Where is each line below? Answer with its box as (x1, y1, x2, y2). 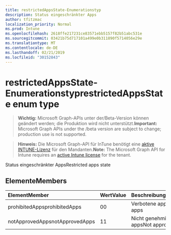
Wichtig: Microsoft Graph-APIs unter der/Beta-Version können (17, 115, 149, 121)
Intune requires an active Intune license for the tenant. (17, 152, 131, 158)
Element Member (8, 192, 49, 199)
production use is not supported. (17, 131, 87, 137)
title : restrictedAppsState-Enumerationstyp (5, 7, 101, 13)
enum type (12, 98, 60, 110)
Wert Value (100, 192, 126, 199)
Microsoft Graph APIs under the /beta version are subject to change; (17, 126, 161, 132)
